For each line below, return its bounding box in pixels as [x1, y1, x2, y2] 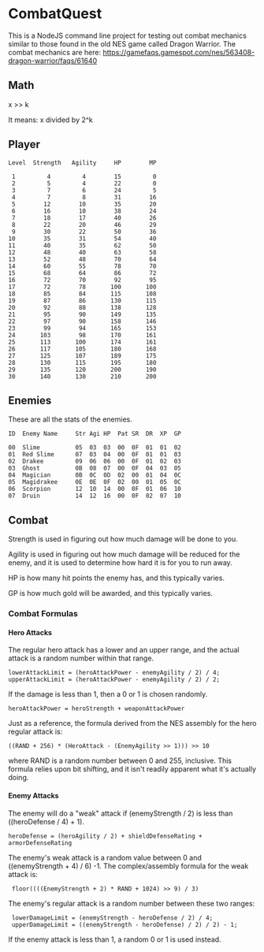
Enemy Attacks [8, 790, 59, 800]
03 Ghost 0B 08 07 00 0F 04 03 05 [8, 464, 181, 473]
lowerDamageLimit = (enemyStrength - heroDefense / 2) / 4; [11, 913, 214, 922]
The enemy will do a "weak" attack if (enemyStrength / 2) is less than [8, 809, 233, 818]
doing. [8, 773, 29, 783]
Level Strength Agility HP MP [8, 158, 157, 166]
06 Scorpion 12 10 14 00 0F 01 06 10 [8, 485, 181, 493]
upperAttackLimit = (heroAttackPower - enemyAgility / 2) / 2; [8, 675, 221, 684]
